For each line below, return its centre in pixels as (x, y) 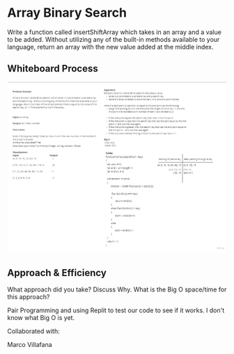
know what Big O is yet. (41, 318)
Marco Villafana (30, 345)
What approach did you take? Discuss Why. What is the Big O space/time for (117, 289)
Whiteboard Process (53, 69)
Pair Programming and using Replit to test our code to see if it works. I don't (116, 310)
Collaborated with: (34, 331)
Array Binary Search (67, 13)
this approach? (29, 297)
